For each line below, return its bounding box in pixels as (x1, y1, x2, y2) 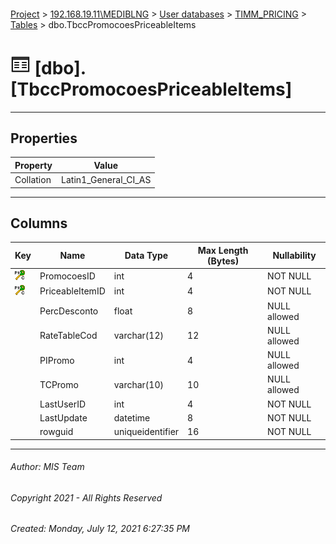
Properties (10, 130, 78, 147)
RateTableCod (39, 330, 98, 342)
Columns (10, 215, 68, 232)
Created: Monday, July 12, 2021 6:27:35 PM (10, 523, 190, 535)
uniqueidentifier (113, 426, 180, 438)
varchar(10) (113, 378, 164, 390)
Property (14, 159, 53, 171)
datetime (113, 411, 151, 424)
